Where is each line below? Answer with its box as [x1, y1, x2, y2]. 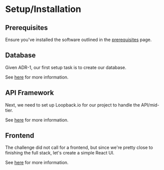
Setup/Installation [5, 3, 81, 15]
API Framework [5, 88, 54, 97]
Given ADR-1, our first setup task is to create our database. [5, 64, 126, 70]
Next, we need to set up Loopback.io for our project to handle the [5, 101, 140, 108]
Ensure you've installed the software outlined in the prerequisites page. [5, 36, 152, 42]
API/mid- [140, 101, 159, 108]
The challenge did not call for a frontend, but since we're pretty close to [5, 144, 153, 150]
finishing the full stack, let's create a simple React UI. [5, 150, 114, 156]
